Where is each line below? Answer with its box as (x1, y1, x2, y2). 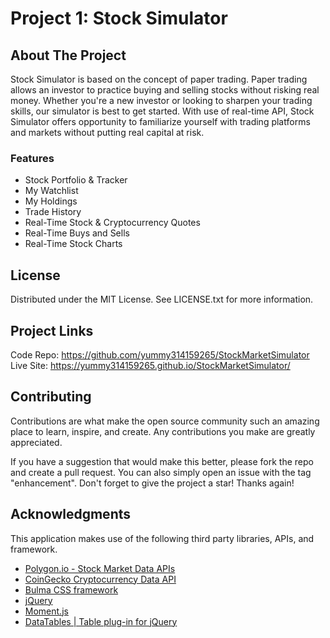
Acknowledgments (10, 506, 132, 523)
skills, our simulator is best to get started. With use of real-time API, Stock (10, 105, 315, 117)
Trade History (24, 206, 82, 218)
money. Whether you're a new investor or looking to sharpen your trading (10, 95, 313, 106)
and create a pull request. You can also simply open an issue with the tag (10, 466, 312, 478)
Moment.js (24, 605, 69, 617)
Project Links (10, 322, 94, 339)
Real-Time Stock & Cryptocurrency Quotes (24, 217, 201, 229)
